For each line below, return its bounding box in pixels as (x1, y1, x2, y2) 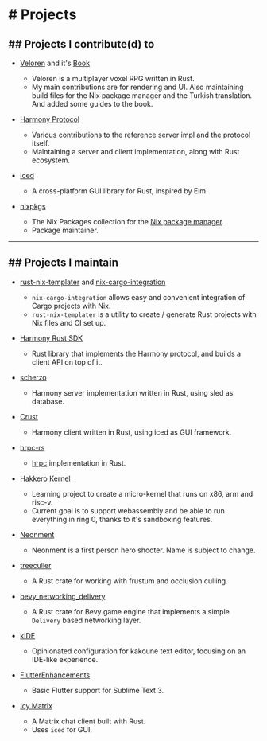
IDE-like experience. (31, 654, 99, 664)
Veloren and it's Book (19, 58, 90, 68)
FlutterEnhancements (19, 670, 91, 680)
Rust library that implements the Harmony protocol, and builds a (31, 349, 241, 358)
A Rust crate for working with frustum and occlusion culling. (31, 575, 228, 586)
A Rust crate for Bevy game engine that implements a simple (31, 606, 230, 616)
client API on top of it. (31, 357, 103, 367)
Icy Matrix (19, 700, 53, 710)
